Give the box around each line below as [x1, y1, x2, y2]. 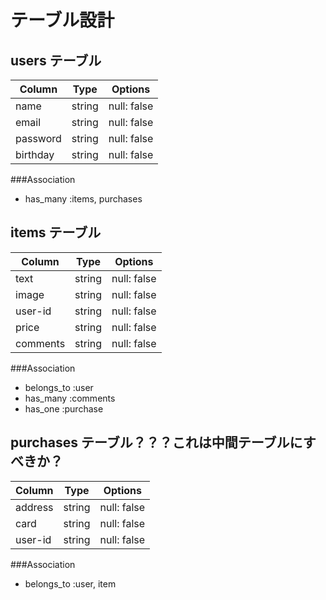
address [15, 500, 54, 514]
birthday [15, 148, 55, 161]
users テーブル [10, 52, 102, 69]
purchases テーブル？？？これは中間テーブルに [10, 434, 303, 451]
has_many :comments [24, 392, 116, 404]
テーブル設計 [10, 9, 115, 32]
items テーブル [10, 224, 102, 241]
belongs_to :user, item [24, 577, 117, 590]
